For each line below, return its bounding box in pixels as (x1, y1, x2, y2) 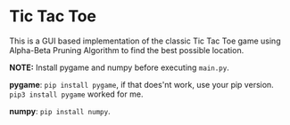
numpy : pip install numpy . (9, 105, 111, 116)
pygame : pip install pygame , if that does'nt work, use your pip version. (9, 79, 274, 90)
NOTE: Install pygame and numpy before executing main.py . (9, 62, 229, 73)
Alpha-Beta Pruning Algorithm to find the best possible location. (9, 44, 244, 55)
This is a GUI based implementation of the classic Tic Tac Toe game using (9, 35, 281, 46)
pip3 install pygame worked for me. (9, 89, 144, 99)
